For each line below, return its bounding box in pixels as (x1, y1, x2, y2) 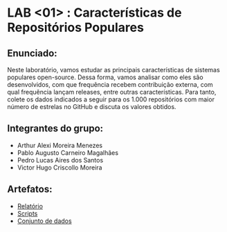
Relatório (17, 201, 44, 210)
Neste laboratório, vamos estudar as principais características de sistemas (7, 66, 220, 74)
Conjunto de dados (17, 217, 72, 225)
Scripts (17, 209, 38, 217)
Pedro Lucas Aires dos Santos (17, 156, 104, 164)
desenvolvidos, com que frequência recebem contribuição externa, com (7, 81, 213, 88)
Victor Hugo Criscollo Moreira (17, 163, 102, 172)
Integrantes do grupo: (7, 123, 104, 135)
